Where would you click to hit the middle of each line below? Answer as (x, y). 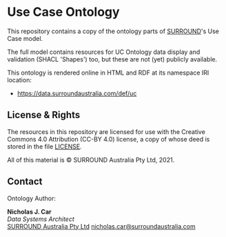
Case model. (25, 38)
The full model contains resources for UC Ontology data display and (104, 52)
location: (20, 79)
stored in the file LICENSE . (44, 146)
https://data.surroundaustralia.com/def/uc (77, 93)
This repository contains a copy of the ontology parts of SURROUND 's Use (113, 31)
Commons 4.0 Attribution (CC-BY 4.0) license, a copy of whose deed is (109, 139)
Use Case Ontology (63, 12)
